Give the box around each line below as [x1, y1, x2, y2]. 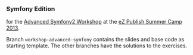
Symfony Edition [6, 5, 55, 13]
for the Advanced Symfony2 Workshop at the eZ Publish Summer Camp [6, 18, 183, 25]
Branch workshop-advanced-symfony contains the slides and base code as [6, 36, 185, 43]
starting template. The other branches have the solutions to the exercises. [6, 42, 188, 49]
